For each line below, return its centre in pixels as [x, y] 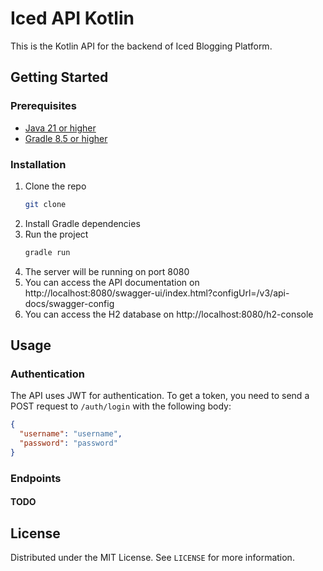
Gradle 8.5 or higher [66, 138]
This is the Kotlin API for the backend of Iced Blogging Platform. [141, 46]
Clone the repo [55, 186]
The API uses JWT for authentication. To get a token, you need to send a [160, 396]
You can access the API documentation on [112, 282]
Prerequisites [43, 106]
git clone [45, 204]
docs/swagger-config [69, 303]
